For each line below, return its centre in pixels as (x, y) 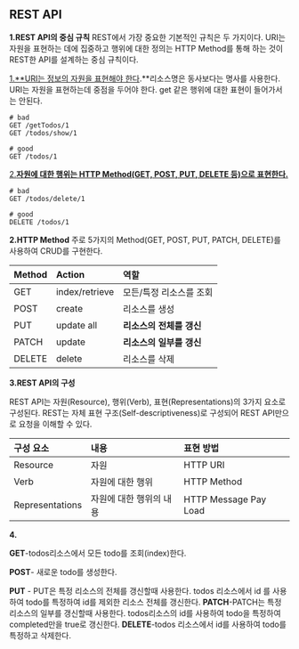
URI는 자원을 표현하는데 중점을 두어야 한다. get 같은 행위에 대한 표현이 (130, 89)
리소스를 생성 (149, 309)
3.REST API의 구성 (42, 383)
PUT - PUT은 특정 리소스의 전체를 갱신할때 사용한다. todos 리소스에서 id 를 (140, 590)
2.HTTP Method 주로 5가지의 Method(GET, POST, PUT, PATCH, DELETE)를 (145, 239)
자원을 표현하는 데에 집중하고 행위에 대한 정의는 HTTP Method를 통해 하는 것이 (146, 48)
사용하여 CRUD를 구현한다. (56, 251)
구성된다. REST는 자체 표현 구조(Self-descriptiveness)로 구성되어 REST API (142, 412)
